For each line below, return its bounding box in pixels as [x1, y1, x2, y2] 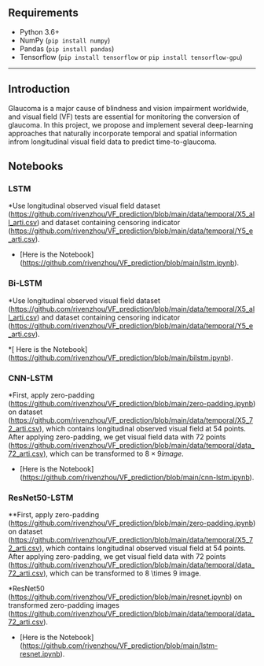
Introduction [8, 83, 71, 96]
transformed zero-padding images [8, 601, 120, 610]
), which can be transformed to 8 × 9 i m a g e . [42, 449, 185, 458]
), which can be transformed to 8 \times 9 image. [42, 568, 202, 578]
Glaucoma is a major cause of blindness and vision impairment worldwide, [8, 103, 249, 113]
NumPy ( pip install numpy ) [19, 35, 111, 45]
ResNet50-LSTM [8, 492, 74, 503]
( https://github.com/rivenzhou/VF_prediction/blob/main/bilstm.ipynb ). [8, 353, 233, 362]
